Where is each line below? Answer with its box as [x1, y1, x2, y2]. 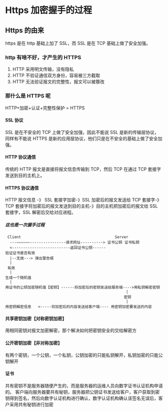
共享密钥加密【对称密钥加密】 [5, 315, 66, 321]
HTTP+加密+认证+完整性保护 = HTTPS [5, 104, 85, 110]
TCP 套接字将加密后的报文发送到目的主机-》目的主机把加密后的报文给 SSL [5, 203, 158, 209]
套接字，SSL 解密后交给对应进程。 [5, 209, 76, 215]
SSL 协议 [5, 117, 23, 123]
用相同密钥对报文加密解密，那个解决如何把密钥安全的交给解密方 [5, 327, 136, 333]
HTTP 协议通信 [5, 154, 36, 160]
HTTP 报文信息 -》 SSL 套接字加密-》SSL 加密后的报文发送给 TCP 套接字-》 [5, 197, 161, 203]
